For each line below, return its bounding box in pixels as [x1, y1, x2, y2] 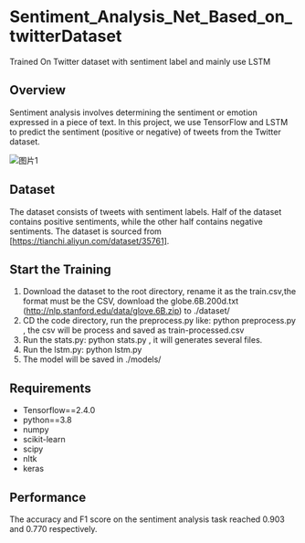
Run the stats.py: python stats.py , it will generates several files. [22, 335, 263, 346]
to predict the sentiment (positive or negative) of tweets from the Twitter [9, 126, 281, 137]
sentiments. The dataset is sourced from [9, 226, 163, 237]
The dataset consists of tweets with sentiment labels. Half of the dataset [9, 206, 282, 217]
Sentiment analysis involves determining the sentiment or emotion [9, 107, 258, 118]
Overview [9, 82, 67, 98]
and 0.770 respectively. [9, 524, 98, 534]
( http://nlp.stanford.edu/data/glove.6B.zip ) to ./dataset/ [22, 305, 230, 316]
